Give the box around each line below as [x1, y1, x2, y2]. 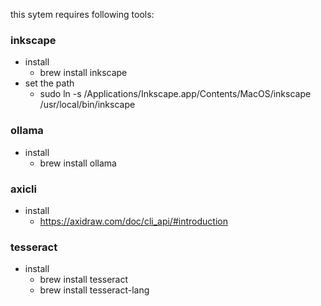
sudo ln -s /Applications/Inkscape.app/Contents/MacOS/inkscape [39, 88, 312, 100]
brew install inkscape [39, 67, 128, 79]
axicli [10, 182, 37, 196]
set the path [24, 77, 75, 89]
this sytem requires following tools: [10, 9, 155, 20]
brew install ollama [39, 157, 117, 169]
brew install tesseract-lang [39, 284, 150, 296]
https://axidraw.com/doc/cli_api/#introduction [39, 215, 228, 227]
